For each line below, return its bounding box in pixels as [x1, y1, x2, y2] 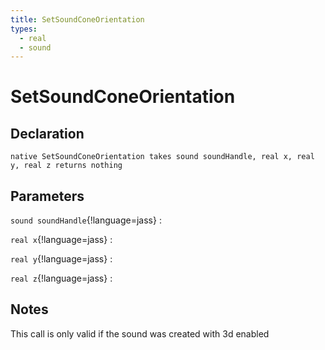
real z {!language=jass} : [10, 272, 113, 285]
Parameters [10, 187, 85, 205]
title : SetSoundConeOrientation [10, 14, 145, 25]
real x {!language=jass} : [10, 234, 113, 246]
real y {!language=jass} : [10, 253, 113, 265]
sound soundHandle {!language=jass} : [10, 214, 162, 226]
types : [10, 24, 38, 34]
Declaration [10, 125, 85, 142]
